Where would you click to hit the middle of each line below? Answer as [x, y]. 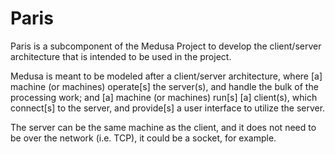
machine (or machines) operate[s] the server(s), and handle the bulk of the [164, 86]
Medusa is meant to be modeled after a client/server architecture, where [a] [166, 76]
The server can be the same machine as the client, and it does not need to [163, 127]
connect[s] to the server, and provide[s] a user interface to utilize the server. [168, 108]
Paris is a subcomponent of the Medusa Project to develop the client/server [166, 46]
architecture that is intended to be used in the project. [121, 56]
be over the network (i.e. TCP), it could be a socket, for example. [143, 138]
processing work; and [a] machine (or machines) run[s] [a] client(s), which [164, 97]
